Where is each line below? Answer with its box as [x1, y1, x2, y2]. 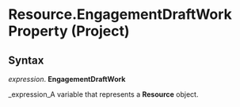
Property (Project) [8, 22, 130, 40]
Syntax [8, 53, 44, 67]
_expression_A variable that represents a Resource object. [8, 90, 199, 99]
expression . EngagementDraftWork [8, 75, 126, 83]
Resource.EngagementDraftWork [8, 6, 232, 24]
